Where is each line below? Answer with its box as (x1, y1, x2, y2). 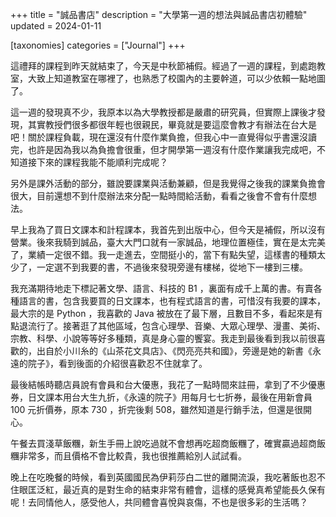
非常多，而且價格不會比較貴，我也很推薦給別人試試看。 (18, 450, 247, 462)
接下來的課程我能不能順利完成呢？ (27, 156, 168, 168)
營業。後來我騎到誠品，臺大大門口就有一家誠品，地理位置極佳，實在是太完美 (10, 236, 326, 248)
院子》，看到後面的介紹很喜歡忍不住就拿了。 (27, 358, 208, 369)
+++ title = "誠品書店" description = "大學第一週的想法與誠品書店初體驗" (10, 9, 308, 20)
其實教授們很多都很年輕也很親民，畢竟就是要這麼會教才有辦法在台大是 (27, 119, 317, 130)
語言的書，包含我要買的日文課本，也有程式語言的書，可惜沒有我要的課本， (18, 295, 326, 307)
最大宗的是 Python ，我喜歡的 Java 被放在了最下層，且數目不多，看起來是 (10, 308, 315, 319)
